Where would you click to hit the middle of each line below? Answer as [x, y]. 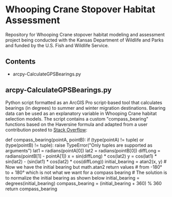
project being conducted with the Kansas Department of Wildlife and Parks [84, 40]
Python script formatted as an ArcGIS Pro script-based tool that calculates [84, 102]
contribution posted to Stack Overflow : [46, 130]
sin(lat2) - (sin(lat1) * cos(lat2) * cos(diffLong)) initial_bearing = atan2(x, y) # [86, 161]
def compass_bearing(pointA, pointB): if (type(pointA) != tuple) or [75, 140]
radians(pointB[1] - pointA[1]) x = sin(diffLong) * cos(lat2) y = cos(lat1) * [81, 156]
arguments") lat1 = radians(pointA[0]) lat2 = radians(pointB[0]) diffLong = [83, 150]
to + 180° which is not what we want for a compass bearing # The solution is [86, 172]
